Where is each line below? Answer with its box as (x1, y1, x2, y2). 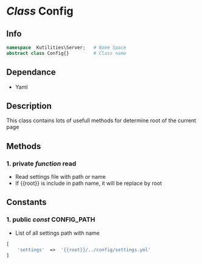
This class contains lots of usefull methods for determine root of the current (6, 117, 197, 124)
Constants (6, 197, 47, 207)
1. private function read (6, 159, 77, 168)
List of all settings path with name (15, 229, 100, 237)
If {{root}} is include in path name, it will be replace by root (15, 179, 162, 187)
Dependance (6, 67, 56, 77)
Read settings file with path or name (15, 173, 106, 181)
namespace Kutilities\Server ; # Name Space (6, 44, 127, 50)
